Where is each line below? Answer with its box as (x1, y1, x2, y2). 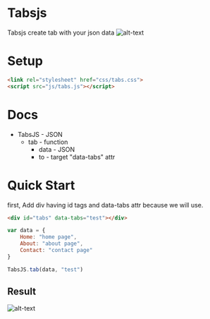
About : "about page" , (20, 240, 83, 248)
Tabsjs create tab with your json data (7, 28, 115, 37)
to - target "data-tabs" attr (38, 152, 116, 161)
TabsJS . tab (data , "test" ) (7, 266, 83, 273)
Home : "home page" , (20, 234, 78, 241)
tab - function (27, 138, 68, 146)
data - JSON (38, 145, 75, 153)
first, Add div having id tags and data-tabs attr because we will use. (7, 200, 204, 209)
